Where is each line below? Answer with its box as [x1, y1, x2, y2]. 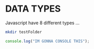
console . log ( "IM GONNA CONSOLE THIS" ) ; [5, 38, 90, 43]
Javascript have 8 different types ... [5, 20, 80, 26]
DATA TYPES [5, 3, 61, 15]
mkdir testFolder [5, 29, 42, 34]
